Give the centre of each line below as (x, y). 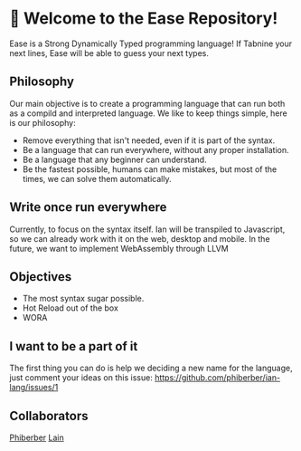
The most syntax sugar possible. (83, 299)
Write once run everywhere (88, 207)
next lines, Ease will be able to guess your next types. (109, 53)
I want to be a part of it (74, 346)
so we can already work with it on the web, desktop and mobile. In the (140, 238)
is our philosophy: (42, 122)
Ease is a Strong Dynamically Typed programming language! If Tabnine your (151, 43)
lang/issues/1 (34, 388)
